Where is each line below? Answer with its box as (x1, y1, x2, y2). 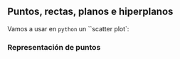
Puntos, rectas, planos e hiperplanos (7, 6, 174, 18)
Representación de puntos (7, 42, 101, 52)
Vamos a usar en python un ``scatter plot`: (7, 24, 129, 33)
